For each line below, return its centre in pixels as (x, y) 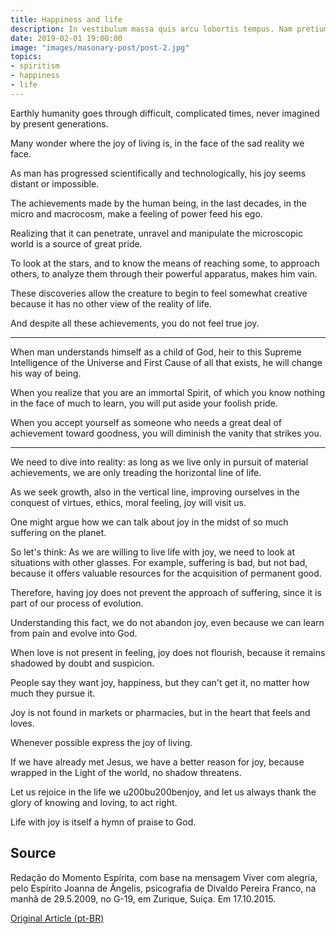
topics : (26, 57)
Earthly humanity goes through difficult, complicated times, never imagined (165, 113)
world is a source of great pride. (76, 243)
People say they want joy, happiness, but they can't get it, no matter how (160, 682)
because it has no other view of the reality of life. (111, 303)
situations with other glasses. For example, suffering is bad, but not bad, (159, 562)
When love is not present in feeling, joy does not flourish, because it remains (168, 652)
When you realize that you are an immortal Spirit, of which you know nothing (168, 392)
